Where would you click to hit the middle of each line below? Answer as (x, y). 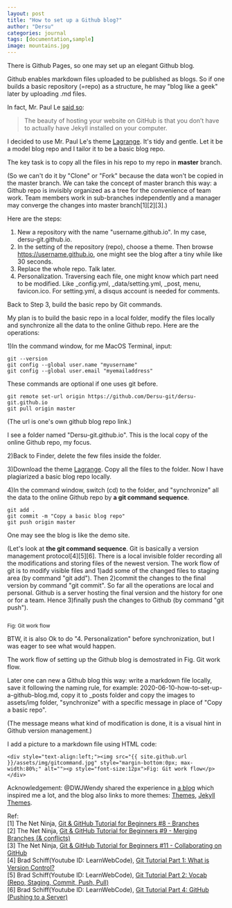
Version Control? (31, 867)
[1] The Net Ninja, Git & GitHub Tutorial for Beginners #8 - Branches (103, 823)
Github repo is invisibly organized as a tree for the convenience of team (109, 190)
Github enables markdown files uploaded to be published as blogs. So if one (116, 79)
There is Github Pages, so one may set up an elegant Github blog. (101, 66)
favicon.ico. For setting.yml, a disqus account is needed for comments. (118, 291)
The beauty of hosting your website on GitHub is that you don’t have (122, 121)
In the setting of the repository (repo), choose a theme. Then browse (115, 247)
